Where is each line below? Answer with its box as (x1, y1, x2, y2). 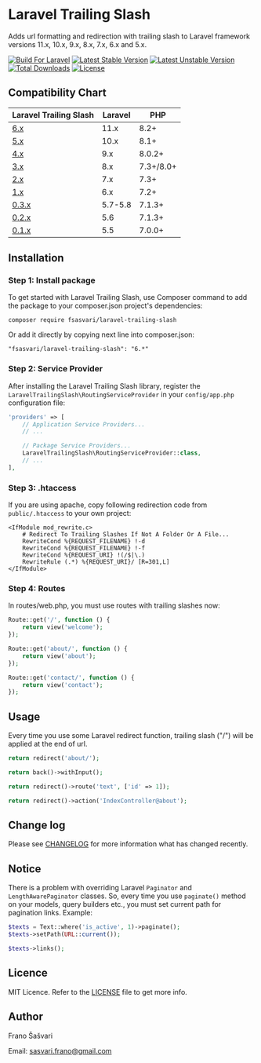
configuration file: (8, 398, 65, 407)
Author (8, 1010, 43, 1024)
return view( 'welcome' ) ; (22, 623, 103, 631)
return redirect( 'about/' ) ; (8, 754, 100, 762)
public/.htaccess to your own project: (8, 509, 132, 518)
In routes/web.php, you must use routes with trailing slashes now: (8, 601, 221, 610)
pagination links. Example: (8, 908, 92, 918)
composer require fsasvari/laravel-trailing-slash (8, 316, 177, 324)
